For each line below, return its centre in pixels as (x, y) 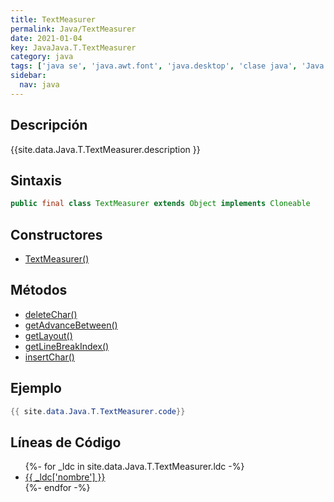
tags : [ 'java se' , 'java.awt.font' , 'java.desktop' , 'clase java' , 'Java (167, 66)
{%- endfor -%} (57, 488)
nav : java (39, 85)
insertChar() (49, 357)
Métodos (39, 290)
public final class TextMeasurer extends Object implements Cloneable (160, 204)
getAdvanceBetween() (71, 325)
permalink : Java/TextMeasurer (73, 29)
